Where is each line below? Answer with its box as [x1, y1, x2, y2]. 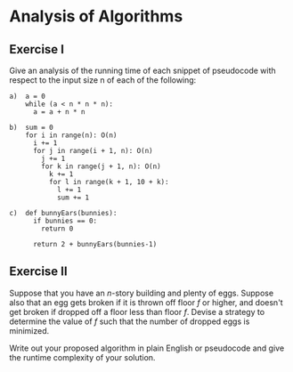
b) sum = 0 [9, 123, 53, 132]
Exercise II [9, 264, 69, 279]
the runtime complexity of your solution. [9, 352, 156, 362]
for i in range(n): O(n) [25, 131, 118, 140]
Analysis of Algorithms [9, 6, 183, 27]
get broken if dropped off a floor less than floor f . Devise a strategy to [9, 306, 265, 317]
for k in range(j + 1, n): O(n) [41, 162, 162, 171]
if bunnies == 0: [32, 216, 98, 225]
